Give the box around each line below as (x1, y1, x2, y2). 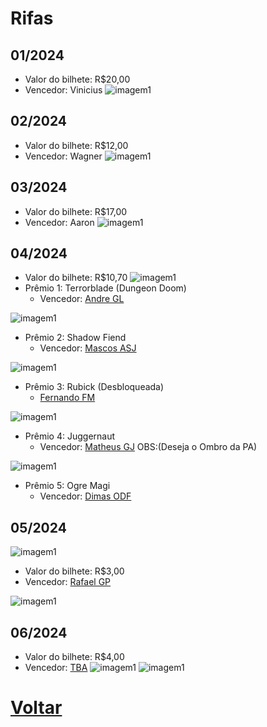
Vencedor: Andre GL (39, 293, 125, 305)
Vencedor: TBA (24, 662, 88, 674)
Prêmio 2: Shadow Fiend (24, 332, 127, 344)
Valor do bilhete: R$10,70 (24, 272, 128, 284)
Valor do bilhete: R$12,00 (24, 139, 129, 151)
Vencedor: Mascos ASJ (39, 342, 137, 354)
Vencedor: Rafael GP (24, 576, 112, 588)
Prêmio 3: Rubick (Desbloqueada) (24, 381, 165, 393)
